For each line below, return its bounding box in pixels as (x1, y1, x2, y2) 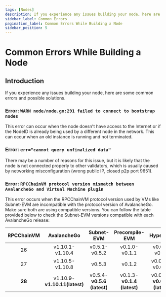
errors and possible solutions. (5, 95, 66, 101)
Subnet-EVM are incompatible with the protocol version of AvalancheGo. (5, 201, 153, 207)
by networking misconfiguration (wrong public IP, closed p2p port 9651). (5, 168, 153, 174)
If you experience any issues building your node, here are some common (5, 90, 154, 96)
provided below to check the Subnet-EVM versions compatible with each (5, 212, 154, 218)
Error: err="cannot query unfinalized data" (5, 146, 111, 153)
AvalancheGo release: (5, 217, 50, 223)
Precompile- (114, 229, 145, 236)
